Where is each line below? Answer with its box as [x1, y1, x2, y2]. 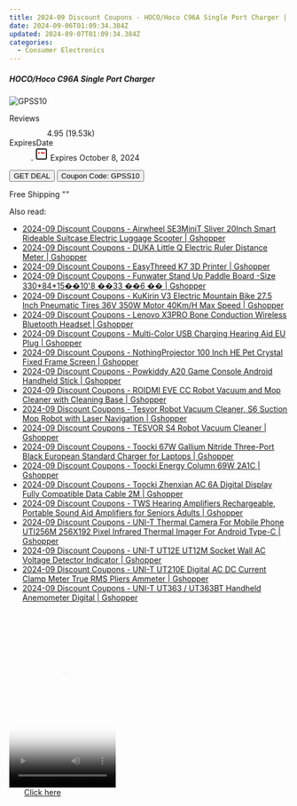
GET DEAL [13, 171, 51, 181]
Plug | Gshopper [21, 338, 82, 349]
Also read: [9, 206, 47, 217]
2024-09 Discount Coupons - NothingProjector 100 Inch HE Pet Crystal [21, 347, 284, 358]
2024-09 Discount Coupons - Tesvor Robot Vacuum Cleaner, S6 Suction [21, 404, 288, 415]
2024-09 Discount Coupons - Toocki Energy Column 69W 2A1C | [21, 461, 261, 471]
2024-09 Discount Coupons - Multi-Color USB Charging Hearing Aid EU [21, 328, 286, 339]
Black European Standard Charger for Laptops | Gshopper [21, 451, 235, 462]
